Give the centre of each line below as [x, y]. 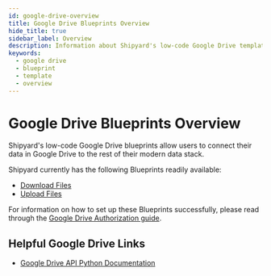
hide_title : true [38, 31]
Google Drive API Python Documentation [88, 263]
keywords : [25, 53]
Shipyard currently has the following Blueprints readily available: [115, 169]
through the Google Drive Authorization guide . [85, 218]
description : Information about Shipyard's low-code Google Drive [122, 46]
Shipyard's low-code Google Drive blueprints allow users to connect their [130, 145]
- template [34, 76]
